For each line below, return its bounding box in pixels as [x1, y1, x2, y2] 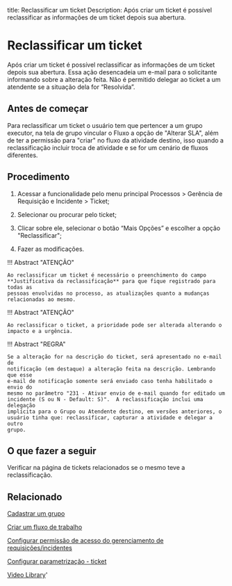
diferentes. [7, 151, 38, 159]
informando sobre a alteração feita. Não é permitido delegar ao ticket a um [7, 75, 221, 83]
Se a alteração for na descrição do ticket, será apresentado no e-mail [7, 353, 222, 360]
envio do [7, 384, 33, 391]
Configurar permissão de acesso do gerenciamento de [7, 537, 164, 545]
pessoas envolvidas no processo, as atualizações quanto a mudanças [7, 290, 210, 297]
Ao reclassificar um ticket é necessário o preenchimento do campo [7, 271, 207, 279]
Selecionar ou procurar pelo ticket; [17, 210, 117, 218]
